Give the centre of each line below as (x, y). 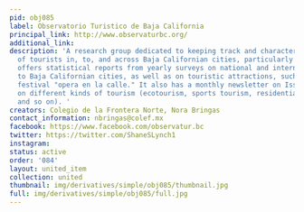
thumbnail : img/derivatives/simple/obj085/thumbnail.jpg (119, 186)
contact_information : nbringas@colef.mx (87, 118)
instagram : (30, 143)
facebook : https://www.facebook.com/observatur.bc (107, 127)
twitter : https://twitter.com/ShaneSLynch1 (93, 135)
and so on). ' (44, 101)
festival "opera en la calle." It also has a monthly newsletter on (149, 85)
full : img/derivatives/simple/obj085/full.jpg (99, 194)
